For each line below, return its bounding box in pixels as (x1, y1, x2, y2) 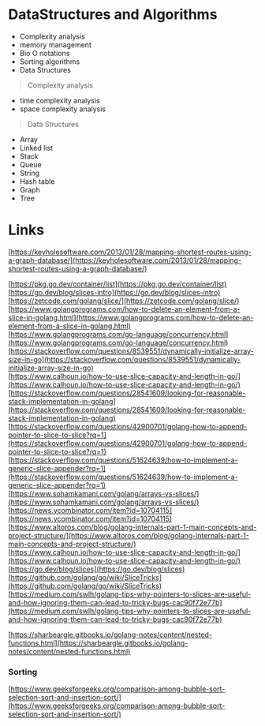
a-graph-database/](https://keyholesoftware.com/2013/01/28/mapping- (8, 255, 242, 265)
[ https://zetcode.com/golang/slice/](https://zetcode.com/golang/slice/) (8, 296, 240, 305)
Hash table (19, 176, 55, 186)
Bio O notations (19, 48, 70, 58)
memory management (19, 39, 92, 49)
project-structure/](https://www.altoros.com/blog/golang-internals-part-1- (8, 530, 250, 540)
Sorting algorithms (19, 57, 80, 66)
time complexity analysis (19, 95, 100, 105)
